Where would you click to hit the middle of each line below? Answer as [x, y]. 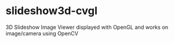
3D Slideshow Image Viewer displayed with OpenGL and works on [87, 27]
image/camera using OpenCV [42, 33]
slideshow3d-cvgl [52, 11]
